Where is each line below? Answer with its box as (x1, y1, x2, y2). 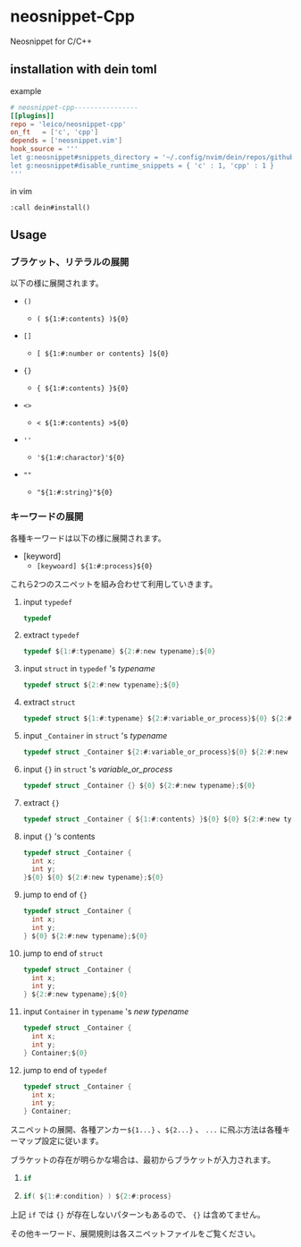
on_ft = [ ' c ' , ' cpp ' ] (10, 128, 99, 137)
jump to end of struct (22, 947, 104, 959)
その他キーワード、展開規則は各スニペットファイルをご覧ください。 (10, 1228, 261, 1239)
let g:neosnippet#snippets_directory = (10, 153, 159, 162)
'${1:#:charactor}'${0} (36, 454, 126, 463)
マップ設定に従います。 (17, 1135, 104, 1147)
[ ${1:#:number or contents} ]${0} (36, 349, 169, 359)
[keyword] (22, 551, 62, 561)
